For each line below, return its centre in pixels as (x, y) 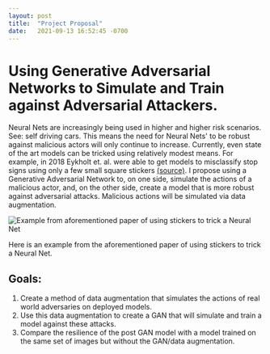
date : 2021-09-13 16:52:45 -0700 (68, 31)
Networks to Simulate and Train (116, 88)
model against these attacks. (68, 324)
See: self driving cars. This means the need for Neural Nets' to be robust (129, 136)
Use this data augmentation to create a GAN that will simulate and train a (141, 315)
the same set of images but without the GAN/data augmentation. (127, 341)
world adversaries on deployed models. (86, 307)
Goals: (25, 278)
